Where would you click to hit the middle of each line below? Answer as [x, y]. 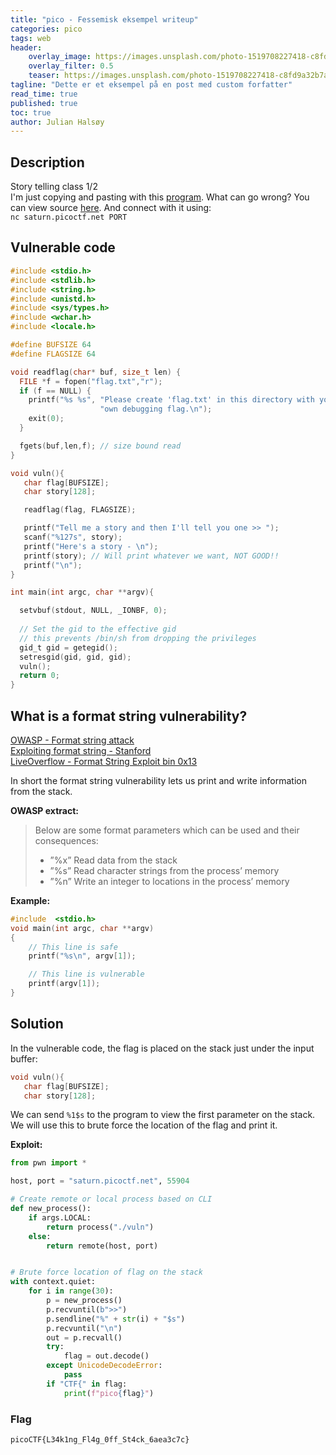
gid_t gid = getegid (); [68, 647]
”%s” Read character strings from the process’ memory [164, 870]
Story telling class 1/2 [54, 187]
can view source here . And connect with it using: [111, 208]
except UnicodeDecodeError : [104, 1366]
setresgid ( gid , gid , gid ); [75, 657]
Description [47, 162]
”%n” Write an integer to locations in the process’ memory [169, 881]
